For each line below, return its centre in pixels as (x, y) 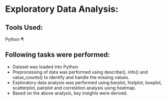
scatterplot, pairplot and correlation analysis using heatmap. (74, 88)
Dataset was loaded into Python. (46, 67)
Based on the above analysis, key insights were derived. (70, 93)
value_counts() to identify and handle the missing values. (71, 77)
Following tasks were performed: (58, 55)
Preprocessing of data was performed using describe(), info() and (80, 72)
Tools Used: (24, 27)
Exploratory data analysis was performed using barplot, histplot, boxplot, (87, 82)
